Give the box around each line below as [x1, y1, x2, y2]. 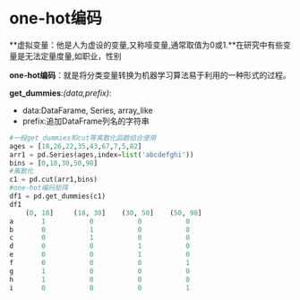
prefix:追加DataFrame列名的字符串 [21, 116, 150, 126]
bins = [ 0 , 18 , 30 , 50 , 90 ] [9, 159, 99, 167]
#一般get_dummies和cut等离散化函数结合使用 [9, 133, 157, 142]
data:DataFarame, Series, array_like [21, 105, 154, 116]
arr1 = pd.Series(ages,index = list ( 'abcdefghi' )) [9, 150, 194, 159]
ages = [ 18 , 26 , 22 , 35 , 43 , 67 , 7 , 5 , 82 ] [9, 141, 142, 150]
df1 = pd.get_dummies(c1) [9, 192, 106, 201]
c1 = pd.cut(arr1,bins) [9, 176, 99, 184]
